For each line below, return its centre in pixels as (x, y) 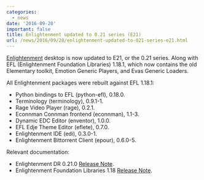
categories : (22, 12)
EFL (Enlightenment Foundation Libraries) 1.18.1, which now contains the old (102, 64)
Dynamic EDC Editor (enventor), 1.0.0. (63, 121)
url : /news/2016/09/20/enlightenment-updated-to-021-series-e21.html (97, 40)
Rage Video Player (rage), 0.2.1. (55, 107)
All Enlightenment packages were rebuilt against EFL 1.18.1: (80, 83)
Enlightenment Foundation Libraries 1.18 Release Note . (84, 170)
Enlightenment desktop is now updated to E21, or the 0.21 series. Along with (102, 58)
